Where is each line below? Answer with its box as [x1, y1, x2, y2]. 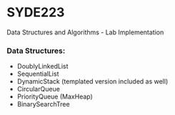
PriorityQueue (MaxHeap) [16, 92, 94, 101]
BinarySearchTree [16, 100, 70, 109]
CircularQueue [16, 85, 60, 94]
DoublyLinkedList [16, 62, 69, 71]
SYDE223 [6, 4, 65, 21]
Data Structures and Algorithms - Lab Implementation [6, 28, 164, 36]
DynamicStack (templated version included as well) [16, 77, 169, 86]
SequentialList [16, 69, 59, 79]
